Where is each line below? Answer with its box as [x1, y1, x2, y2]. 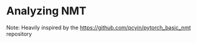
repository [6, 30, 32, 37]
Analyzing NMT [6, 4, 87, 18]
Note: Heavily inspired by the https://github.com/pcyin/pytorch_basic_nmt [6, 24, 191, 31]
